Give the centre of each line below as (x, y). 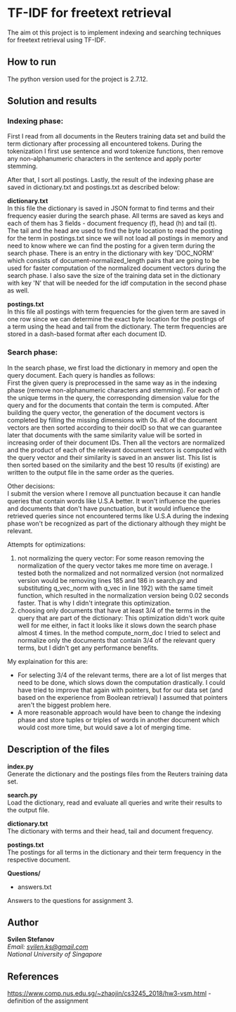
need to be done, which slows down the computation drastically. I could (122, 682)
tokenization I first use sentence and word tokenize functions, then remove (115, 151)
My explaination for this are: (47, 661)
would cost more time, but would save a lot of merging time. (104, 727)
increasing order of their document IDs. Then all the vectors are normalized (116, 442)
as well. (18, 290)
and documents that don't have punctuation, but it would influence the (109, 508)
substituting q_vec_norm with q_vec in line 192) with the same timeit (115, 588)
